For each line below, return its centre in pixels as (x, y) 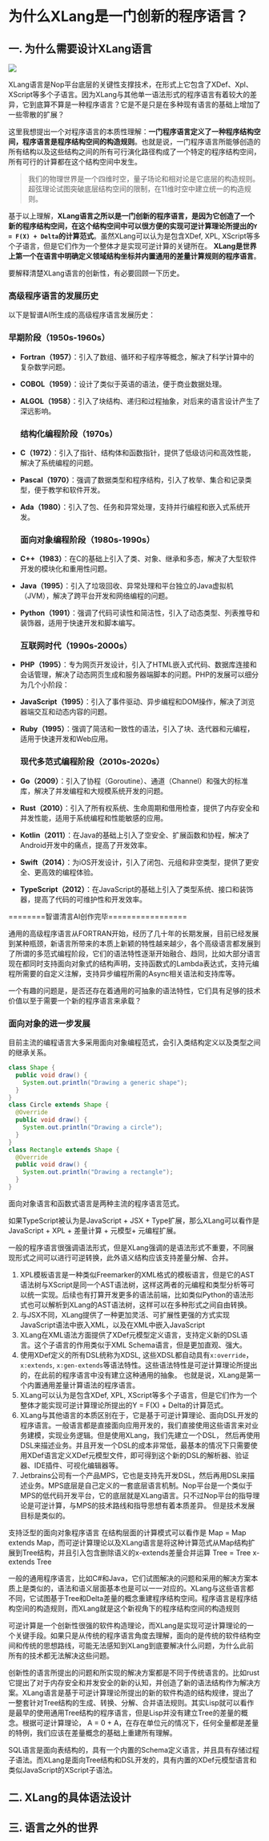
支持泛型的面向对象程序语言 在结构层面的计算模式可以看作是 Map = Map (127, 1532)
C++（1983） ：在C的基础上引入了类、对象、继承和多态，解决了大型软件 (138, 559)
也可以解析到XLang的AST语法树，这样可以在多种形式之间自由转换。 (139, 1305)
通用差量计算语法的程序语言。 (90, 1385)
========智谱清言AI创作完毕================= (98, 916)
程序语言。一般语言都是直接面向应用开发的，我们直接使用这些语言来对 (136, 1425)
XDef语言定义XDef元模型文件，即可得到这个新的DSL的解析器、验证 (138, 1455)
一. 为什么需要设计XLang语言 (80, 49)
